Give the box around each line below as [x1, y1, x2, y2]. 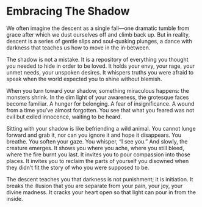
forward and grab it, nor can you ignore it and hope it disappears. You [6, 131, 182, 139]
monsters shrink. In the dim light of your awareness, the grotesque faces [6, 93, 189, 101]
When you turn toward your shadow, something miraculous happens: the [6, 87, 189, 94]
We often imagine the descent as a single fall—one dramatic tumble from [6, 24, 190, 32]
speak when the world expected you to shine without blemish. [6, 75, 162, 82]
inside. [6, 195, 23, 202]
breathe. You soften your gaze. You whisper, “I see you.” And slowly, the [6, 137, 188, 145]
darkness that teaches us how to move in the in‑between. [6, 44, 151, 51]
